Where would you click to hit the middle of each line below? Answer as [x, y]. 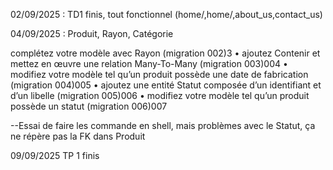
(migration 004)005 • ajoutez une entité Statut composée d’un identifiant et [166, 85]
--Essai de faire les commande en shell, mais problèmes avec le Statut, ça [163, 125]
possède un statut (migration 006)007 [89, 106]
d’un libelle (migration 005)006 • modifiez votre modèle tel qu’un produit [160, 95]
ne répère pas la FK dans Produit [78, 136]
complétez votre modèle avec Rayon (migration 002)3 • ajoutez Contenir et [165, 53]
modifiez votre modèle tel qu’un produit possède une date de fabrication [159, 74]
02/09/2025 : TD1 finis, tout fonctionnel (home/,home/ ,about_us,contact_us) [166, 14]
